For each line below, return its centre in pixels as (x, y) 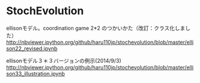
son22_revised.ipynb (32, 48)
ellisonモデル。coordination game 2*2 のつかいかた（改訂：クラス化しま (96, 28)
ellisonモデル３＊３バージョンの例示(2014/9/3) (64, 60)
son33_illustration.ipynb (36, 74)
